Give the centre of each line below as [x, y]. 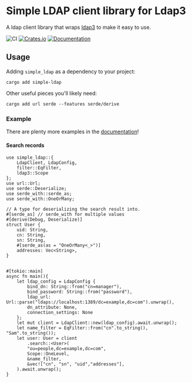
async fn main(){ [27, 276]
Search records [25, 145]
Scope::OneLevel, [48, 354]
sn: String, [31, 240]
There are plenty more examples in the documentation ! [73, 132]
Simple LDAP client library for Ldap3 [96, 11]
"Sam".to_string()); [31, 333]
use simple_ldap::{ [30, 158]
